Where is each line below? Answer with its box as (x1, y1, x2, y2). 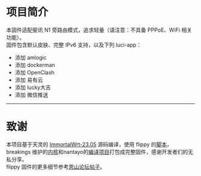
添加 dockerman (14, 61, 56, 69)
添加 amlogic (14, 54, 47, 61)
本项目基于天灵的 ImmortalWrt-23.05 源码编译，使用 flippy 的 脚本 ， (6, 141, 172, 148)
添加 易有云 (14, 76, 43, 84)
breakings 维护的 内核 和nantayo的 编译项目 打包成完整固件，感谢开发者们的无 (6, 148, 193, 155)
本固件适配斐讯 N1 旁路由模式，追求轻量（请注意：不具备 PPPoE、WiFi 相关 (6, 26, 193, 33)
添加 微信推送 (14, 91, 48, 98)
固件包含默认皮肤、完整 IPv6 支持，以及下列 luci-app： (6, 41, 142, 48)
